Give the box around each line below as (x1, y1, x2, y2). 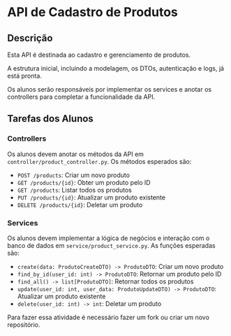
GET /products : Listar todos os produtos (17, 185, 133, 194)
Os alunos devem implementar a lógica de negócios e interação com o (7, 234, 210, 242)
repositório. (7, 320, 40, 329)
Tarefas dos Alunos (7, 113, 94, 125)
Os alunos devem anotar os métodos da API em (7, 150, 144, 158)
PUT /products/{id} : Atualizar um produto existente (17, 193, 166, 202)
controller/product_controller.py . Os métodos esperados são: (7, 157, 192, 165)
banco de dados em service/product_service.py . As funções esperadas (7, 241, 216, 249)
